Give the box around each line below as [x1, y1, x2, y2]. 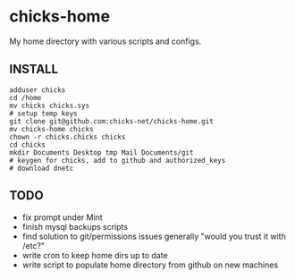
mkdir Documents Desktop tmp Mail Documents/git [9, 148, 194, 157]
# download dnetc [9, 164, 74, 173]
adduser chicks [9, 85, 66, 95]
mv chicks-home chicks [9, 124, 94, 133]
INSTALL [9, 62, 59, 77]
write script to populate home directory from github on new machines [21, 259, 279, 270]
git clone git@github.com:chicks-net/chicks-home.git [9, 116, 215, 126]
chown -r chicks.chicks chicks [9, 132, 126, 141]
